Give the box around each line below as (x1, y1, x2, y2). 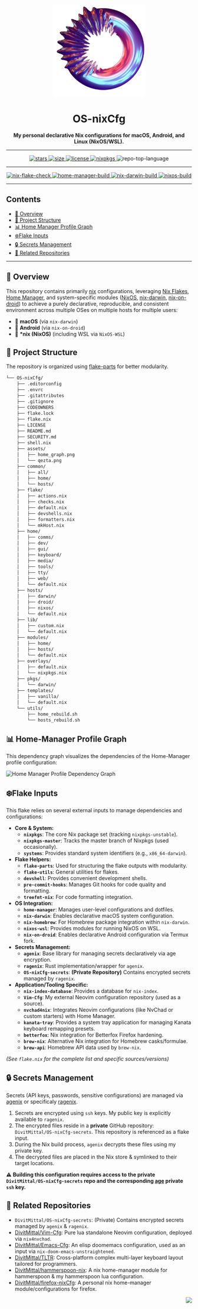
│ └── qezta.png (16, 458, 62, 464)
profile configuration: (6, 759, 57, 766)
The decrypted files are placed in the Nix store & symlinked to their (14, 1153, 177, 1160)
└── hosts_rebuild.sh (27, 717, 81, 723)
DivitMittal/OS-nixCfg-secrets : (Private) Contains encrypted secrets (14, 1216, 184, 1223)
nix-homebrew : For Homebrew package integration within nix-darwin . (23, 918, 190, 926)
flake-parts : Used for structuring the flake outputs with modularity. (23, 862, 187, 869)
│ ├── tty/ (16, 570, 49, 576)
